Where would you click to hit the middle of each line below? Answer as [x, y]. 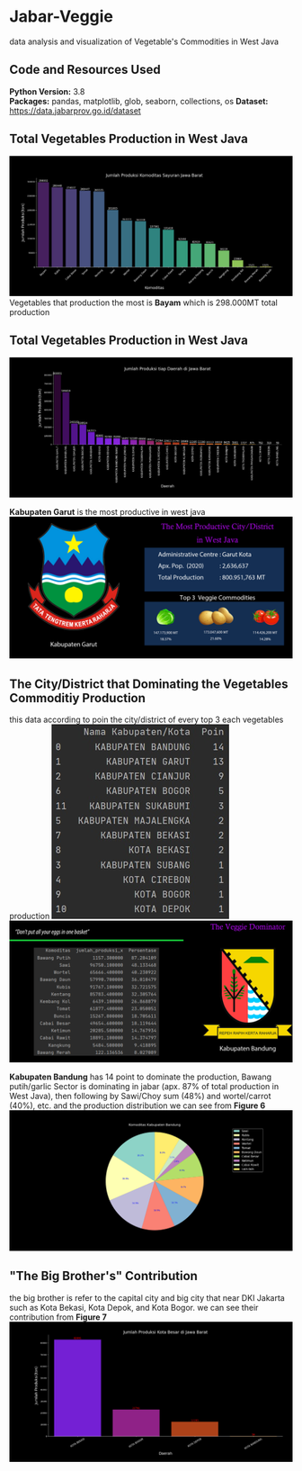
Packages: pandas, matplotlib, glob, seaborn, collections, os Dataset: [139, 101]
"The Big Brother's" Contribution [103, 1276]
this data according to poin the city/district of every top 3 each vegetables [147, 720]
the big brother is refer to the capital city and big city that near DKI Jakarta [147, 1297]
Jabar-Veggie [62, 17]
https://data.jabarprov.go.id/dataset [75, 111]
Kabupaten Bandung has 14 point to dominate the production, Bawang [141, 1077]
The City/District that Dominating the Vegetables [149, 684]
